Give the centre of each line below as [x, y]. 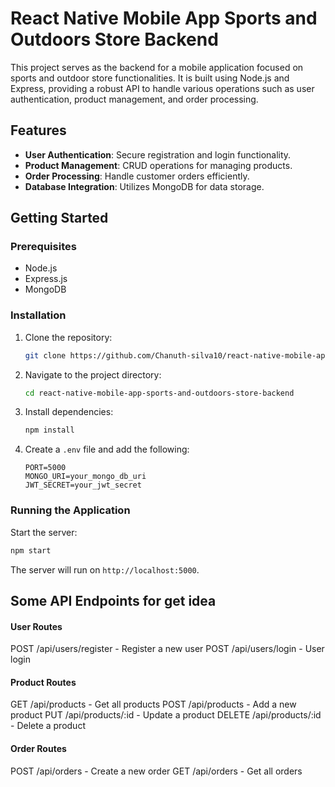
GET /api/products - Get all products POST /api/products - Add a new [153, 704]
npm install [49, 430]
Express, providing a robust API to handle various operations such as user [162, 88]
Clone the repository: [68, 337]
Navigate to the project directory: [93, 374]
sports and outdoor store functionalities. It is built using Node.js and [150, 78]
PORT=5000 [45, 468]
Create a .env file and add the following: [107, 449]
